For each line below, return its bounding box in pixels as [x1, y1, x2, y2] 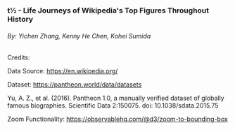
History [7, 14, 34, 24]
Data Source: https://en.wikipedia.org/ [7, 67, 118, 75]
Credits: [7, 53, 30, 62]
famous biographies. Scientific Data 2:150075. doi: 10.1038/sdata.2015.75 [7, 101, 219, 110]
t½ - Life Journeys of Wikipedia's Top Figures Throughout [7, 6, 210, 15]
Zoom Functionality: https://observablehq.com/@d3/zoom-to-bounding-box [7, 115, 229, 124]
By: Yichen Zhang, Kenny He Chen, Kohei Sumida [7, 31, 151, 40]
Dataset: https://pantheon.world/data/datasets [7, 80, 142, 89]
